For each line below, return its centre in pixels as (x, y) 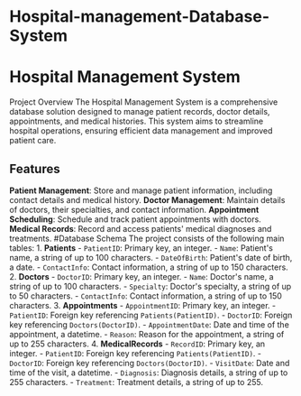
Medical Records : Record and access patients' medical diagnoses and (141, 228)
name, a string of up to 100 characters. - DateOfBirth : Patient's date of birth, (151, 257)
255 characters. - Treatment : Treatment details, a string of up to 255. (137, 382)
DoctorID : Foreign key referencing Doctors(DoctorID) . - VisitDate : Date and (150, 363)
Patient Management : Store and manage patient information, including (141, 190)
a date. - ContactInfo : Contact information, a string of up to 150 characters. (149, 267)
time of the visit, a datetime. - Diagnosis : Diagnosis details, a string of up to (149, 373)
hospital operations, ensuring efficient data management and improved (141, 131)
